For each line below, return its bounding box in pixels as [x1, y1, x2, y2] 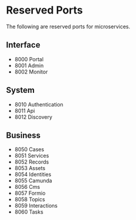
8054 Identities [14, 171, 52, 178]
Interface [6, 40, 40, 50]
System [6, 85, 35, 95]
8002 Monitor [14, 68, 48, 75]
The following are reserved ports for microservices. [6, 23, 131, 30]
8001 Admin [14, 62, 44, 69]
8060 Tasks [14, 208, 44, 215]
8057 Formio [14, 189, 46, 197]
